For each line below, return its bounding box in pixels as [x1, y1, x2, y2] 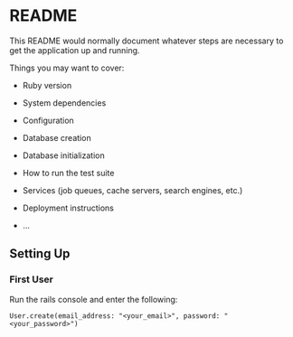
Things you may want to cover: [9, 62, 125, 73]
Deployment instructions [22, 202, 115, 213]
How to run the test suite [22, 167, 115, 178]
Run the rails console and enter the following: [9, 294, 178, 304]
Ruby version [22, 80, 72, 90]
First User [9, 273, 54, 286]
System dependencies [22, 97, 107, 108]
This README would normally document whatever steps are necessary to [9, 35, 284, 46]
